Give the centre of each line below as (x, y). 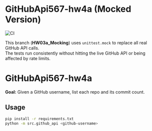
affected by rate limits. (28, 58)
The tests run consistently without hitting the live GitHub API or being (75, 53)
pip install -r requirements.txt (39, 119)
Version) (23, 19)
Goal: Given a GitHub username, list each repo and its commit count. (75, 92)
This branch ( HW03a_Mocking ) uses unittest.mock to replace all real (76, 42)
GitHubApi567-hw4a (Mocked (68, 9)
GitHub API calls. (22, 48)
